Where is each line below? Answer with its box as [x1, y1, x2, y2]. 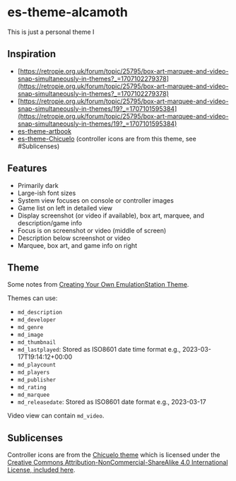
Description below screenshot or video [17, 234, 131, 242]
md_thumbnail [17, 339, 57, 346]
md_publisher [17, 376, 57, 384]
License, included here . [7, 465, 76, 474]
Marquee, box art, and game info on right [17, 241, 138, 249]
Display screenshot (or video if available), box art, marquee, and [17, 211, 205, 220]
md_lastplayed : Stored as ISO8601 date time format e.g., [17, 345, 182, 354]
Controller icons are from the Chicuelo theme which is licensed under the [7, 451, 220, 459]
